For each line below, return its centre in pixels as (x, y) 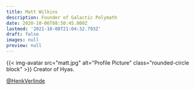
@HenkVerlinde (26, 81)
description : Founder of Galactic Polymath (62, 18)
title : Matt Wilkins (32, 12)
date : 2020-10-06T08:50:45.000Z (47, 23)
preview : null (24, 46)
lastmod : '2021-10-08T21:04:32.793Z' (54, 29)
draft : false (23, 34)
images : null (23, 40)
